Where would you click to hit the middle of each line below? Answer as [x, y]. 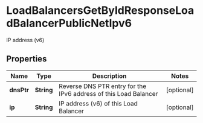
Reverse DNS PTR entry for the [103, 86]
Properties [27, 59]
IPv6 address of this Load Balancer [108, 93]
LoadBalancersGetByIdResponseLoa [100, 11]
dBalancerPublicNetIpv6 [69, 23]
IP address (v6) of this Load [98, 103]
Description [109, 76]
